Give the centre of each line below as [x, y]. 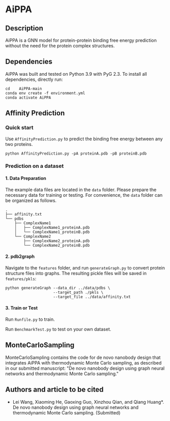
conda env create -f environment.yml [45, 93]
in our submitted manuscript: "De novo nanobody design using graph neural [85, 368]
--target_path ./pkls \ [78, 292]
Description [24, 28]
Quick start [20, 128]
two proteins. [19, 144]
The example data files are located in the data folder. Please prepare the [81, 190]
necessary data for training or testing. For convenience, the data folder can [84, 195]
